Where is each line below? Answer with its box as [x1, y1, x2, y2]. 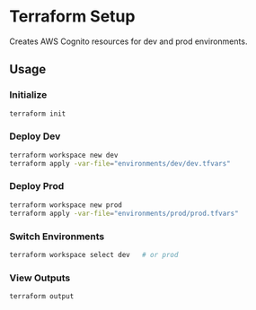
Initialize [9, 89, 48, 101]
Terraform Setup [9, 6, 136, 27]
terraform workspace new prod [9, 200, 123, 210]
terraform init [9, 109, 66, 118]
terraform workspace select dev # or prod [9, 250, 179, 259]
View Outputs [9, 271, 71, 284]
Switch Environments [9, 230, 105, 243]
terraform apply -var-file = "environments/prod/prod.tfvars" [9, 209, 240, 218]
